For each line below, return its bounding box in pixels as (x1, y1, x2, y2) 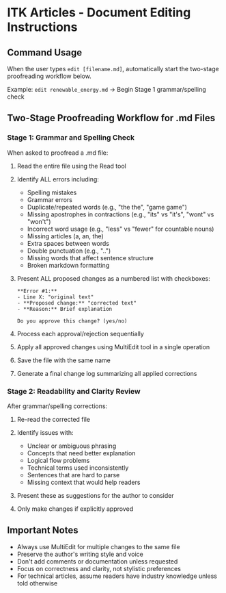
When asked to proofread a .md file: (7, 149, 109, 157)
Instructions (7, 19, 78, 35)
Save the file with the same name (16, 356, 111, 364)
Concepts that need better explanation (27, 449, 136, 457)
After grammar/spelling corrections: (7, 402, 108, 410)
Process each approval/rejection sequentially (16, 329, 145, 338)
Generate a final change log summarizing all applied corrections (16, 369, 197, 377)
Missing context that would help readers (27, 478, 141, 486)
